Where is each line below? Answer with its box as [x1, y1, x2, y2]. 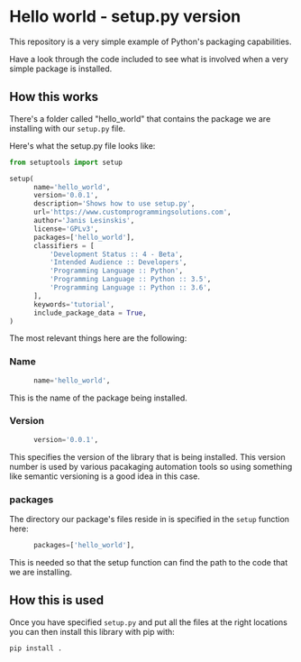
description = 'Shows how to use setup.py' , [32, 199, 196, 208]
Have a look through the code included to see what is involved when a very [9, 53, 288, 64]
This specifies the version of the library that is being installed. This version [9, 451, 286, 462]
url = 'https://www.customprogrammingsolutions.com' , [32, 207, 232, 217]
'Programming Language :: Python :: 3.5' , [49, 275, 212, 284]
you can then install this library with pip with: [9, 626, 176, 637]
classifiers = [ [32, 241, 95, 250]
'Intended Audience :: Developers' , [49, 258, 187, 267]
